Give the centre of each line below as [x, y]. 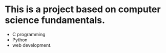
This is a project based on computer [83, 9]
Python [20, 40]
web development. [32, 45]
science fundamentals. [55, 20]
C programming [29, 34]
